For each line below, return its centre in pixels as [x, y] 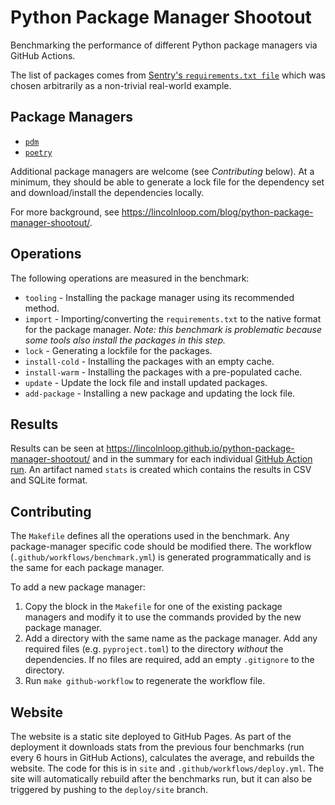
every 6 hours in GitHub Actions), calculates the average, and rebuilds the [162, 757]
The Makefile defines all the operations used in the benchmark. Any [150, 536]
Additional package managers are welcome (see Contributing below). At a [162, 171]
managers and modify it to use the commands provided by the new [163, 617]
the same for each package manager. [87, 568]
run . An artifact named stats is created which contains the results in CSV [161, 470]
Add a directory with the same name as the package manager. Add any [171, 638]
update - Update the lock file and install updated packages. [146, 382]
